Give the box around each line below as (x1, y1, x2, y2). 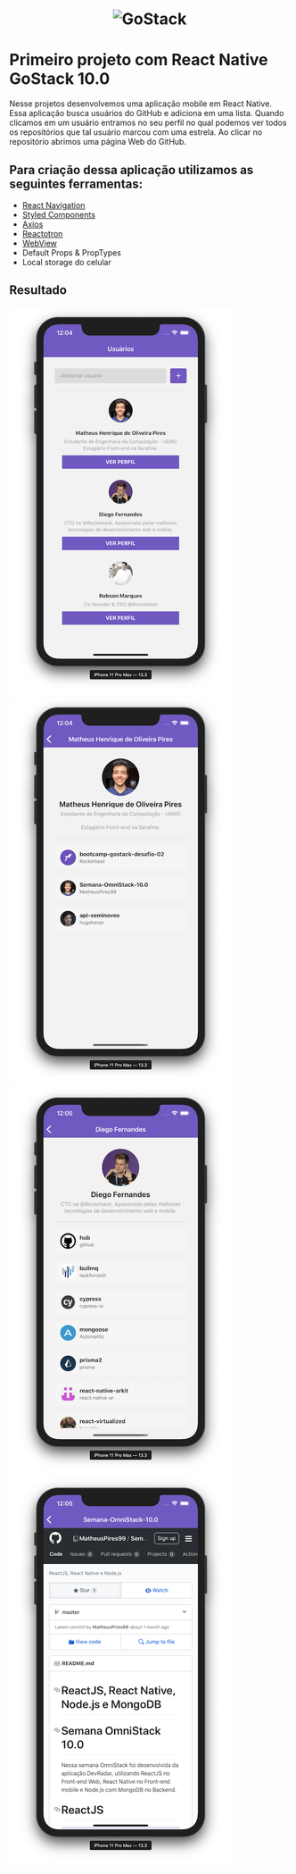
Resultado (9, 282, 67, 298)
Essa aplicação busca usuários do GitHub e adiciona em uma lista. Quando (9, 108, 284, 119)
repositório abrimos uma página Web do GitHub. (9, 137, 187, 147)
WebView (21, 238, 58, 248)
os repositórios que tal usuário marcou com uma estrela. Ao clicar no (9, 127, 263, 138)
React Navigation (21, 199, 86, 210)
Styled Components (21, 209, 96, 220)
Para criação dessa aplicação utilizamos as (9, 162, 254, 178)
